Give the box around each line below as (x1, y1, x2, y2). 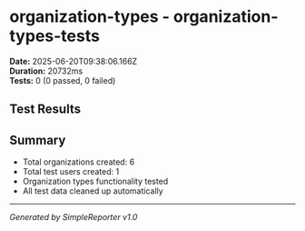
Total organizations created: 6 (22, 156, 135, 167)
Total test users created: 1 (22, 166, 120, 177)
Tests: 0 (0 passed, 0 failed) (9, 75, 116, 85)
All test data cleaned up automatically (22, 186, 163, 196)
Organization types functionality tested (22, 176, 169, 187)
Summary (9, 132, 66, 147)
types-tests (9, 25, 100, 46)
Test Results (9, 102, 82, 117)
